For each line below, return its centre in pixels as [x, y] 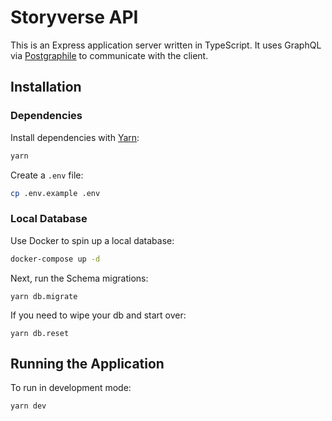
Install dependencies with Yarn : [75, 137]
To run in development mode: [71, 388]
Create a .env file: [47, 175]
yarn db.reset [40, 333]
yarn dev [28, 406]
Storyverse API [74, 17]
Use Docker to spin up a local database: [92, 240]
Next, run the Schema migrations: [79, 278]
